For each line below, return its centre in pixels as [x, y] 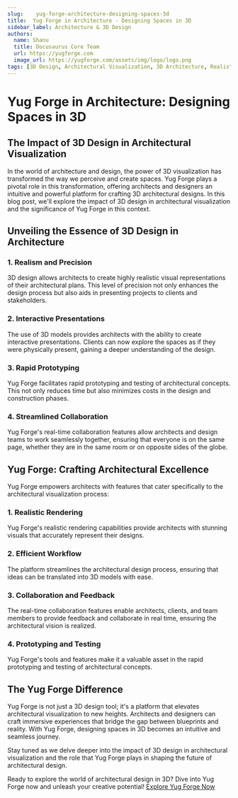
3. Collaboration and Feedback [61, 595]
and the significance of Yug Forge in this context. [79, 209]
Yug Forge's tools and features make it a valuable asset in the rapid [105, 660]
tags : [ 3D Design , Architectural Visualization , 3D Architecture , [107, 67]
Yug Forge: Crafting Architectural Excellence [108, 469]
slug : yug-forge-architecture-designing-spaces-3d [89, 14]
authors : [20, 34]
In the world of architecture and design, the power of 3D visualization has [114, 171]
